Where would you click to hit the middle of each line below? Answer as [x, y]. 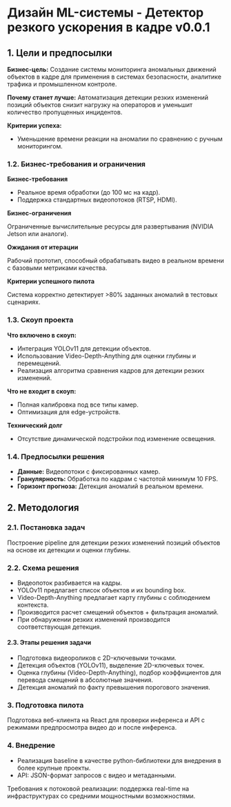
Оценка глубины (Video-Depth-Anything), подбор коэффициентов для [119, 673]
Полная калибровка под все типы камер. [78, 405]
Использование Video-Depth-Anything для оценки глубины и [107, 356]
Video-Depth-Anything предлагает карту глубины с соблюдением [113, 597]
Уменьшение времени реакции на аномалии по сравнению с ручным [120, 139]
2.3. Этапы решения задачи [49, 643]
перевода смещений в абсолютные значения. [85, 680]
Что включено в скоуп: [42, 335]
